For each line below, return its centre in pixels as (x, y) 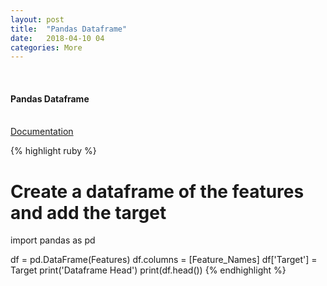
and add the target (88, 212)
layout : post (37, 19)
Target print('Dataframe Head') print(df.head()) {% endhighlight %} (148, 270)
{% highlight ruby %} (53, 151)
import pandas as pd (53, 240)
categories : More (46, 47)
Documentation (42, 132)
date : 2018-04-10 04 (57, 38)
